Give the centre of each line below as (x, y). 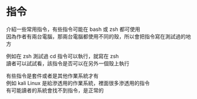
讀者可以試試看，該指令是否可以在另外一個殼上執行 (68, 63)
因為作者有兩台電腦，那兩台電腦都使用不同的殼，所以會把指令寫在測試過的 (96, 36)
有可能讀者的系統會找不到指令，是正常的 (55, 90)
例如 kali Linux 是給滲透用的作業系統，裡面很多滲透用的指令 (78, 83)
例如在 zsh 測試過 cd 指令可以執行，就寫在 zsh (62, 56)
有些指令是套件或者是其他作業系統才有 (52, 76)
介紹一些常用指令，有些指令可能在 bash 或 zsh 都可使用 (73, 29)
